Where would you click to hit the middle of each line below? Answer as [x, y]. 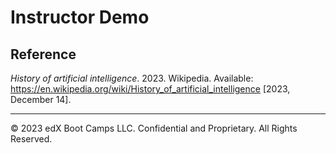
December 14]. [41, 99]
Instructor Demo [80, 17]
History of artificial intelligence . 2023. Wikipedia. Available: [132, 78]
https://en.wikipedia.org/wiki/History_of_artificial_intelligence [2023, [150, 89]
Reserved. [31, 139]
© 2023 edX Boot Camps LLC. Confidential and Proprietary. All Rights [154, 128]
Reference [43, 54]
